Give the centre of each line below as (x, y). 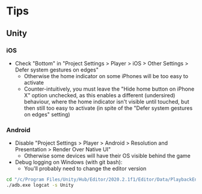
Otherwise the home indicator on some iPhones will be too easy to (106, 76)
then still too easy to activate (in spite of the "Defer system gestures (108, 108)
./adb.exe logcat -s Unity (40, 185)
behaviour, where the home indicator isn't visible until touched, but (106, 102)
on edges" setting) (47, 114)
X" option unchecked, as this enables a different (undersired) (99, 95)
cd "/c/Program (25, 180)
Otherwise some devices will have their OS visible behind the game (107, 156)
